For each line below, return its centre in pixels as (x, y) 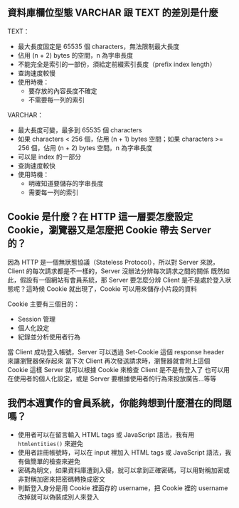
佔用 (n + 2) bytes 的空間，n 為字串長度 (75, 55)
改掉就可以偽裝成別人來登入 (58, 497)
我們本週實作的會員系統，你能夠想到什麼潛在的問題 (119, 403)
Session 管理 (36, 319)
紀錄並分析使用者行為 (49, 337)
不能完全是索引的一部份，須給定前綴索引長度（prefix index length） (117, 64)
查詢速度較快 (36, 165)
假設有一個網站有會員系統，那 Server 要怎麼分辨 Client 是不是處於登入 (122, 280)
